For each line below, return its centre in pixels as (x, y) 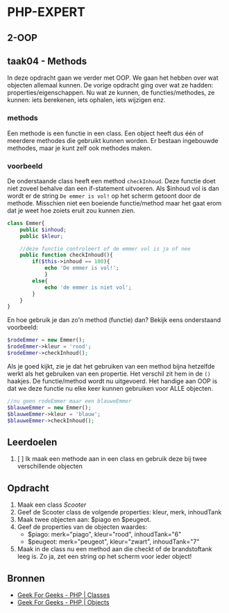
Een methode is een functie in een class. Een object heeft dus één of (105, 133)
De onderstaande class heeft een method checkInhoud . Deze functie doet (112, 180)
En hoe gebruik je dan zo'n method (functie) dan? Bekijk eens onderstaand (114, 320)
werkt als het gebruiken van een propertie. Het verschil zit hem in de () (109, 373)
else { (40, 281)
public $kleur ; (42, 236)
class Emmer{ (26, 223)
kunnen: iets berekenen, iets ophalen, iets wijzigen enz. (86, 100)
